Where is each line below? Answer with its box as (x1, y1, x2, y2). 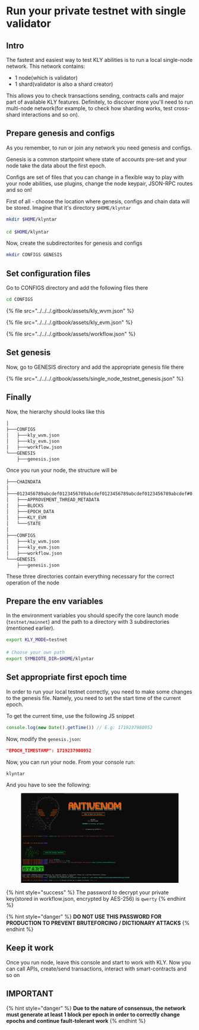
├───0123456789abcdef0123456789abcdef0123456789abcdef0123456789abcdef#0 (6, 490, 193, 497)
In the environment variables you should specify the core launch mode (6, 612, 179, 619)
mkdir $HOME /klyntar (6, 216, 58, 222)
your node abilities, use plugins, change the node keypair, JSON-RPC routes (6, 180, 193, 187)
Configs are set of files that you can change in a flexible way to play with (6, 173, 184, 181)
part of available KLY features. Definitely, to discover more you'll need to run (6, 98, 193, 105)
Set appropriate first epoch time (6, 672, 127, 683)
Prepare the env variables (6, 596, 103, 606)
